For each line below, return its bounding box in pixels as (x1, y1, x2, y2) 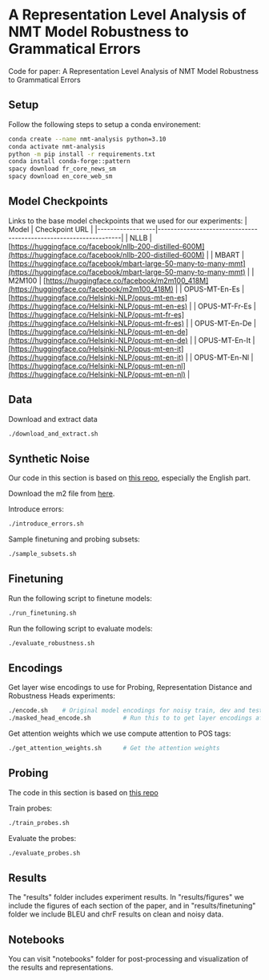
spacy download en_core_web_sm (8, 173, 113, 181)
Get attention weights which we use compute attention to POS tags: (8, 729, 231, 738)
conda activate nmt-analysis (8, 142, 106, 150)
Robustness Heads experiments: (8, 691, 116, 700)
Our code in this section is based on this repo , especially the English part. (8, 473, 251, 483)
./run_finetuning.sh (8, 609, 78, 617)
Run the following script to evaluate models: (8, 623, 154, 633)
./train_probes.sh (8, 819, 70, 827)
